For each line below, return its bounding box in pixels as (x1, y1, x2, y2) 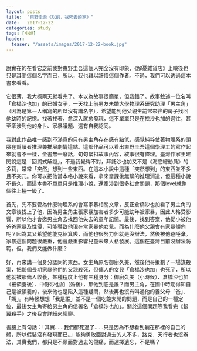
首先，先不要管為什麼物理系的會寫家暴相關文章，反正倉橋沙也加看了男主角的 (6, 200, 191, 208)
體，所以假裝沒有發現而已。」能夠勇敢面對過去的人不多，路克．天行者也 (6, 330, 178, 338)
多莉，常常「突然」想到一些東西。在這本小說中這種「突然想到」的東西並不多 (6, 165, 191, 172)
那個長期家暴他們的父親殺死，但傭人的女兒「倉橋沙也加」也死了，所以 (21, 266, 191, 273)
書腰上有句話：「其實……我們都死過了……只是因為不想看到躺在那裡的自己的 (6, 323, 186, 330)
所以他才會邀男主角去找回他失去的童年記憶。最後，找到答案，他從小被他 (16, 215, 191, 222)
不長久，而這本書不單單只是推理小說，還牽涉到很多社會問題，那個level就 (6, 180, 182, 187)
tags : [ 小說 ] (6, 31, 36, 36)
